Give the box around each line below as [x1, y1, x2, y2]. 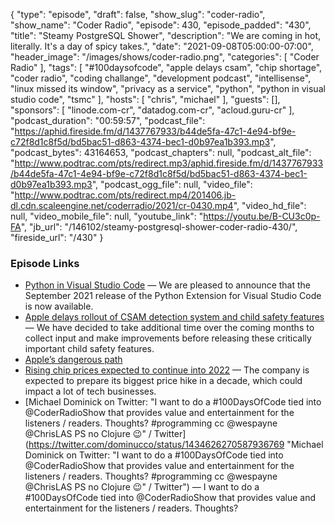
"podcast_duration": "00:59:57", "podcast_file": [10, 115, 206, 126]
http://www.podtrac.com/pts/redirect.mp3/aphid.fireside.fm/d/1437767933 [14, 157, 324, 169]
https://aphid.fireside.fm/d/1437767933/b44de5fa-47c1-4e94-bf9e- [14, 125, 297, 137]
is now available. [24, 300, 94, 313]
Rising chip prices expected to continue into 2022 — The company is [24, 364, 310, 376]
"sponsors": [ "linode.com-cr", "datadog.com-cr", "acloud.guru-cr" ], [10, 104, 295, 116]
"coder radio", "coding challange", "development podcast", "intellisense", [10, 72, 312, 84]
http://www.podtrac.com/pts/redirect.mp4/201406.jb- [14, 189, 237, 201]
